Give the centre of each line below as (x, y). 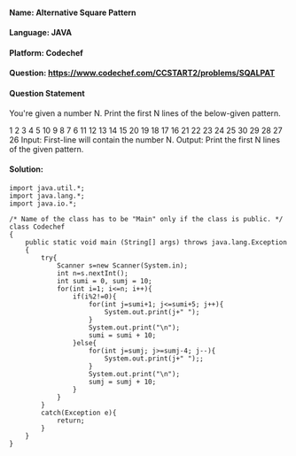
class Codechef (37, 227)
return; (71, 421)
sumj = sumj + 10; (122, 382)
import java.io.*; (43, 204)
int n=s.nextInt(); (92, 273)
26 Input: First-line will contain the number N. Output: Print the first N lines (145, 139)
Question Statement (47, 93)
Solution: (27, 169)
